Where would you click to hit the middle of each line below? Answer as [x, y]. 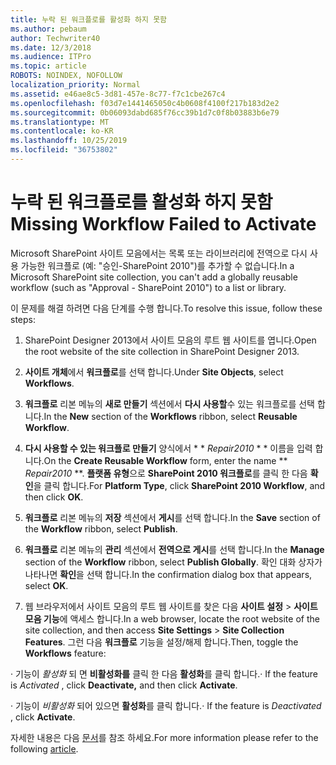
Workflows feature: [65, 653]
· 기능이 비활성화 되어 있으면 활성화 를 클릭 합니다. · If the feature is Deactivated [166, 705]
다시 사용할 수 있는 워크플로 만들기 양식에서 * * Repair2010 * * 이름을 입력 [168, 448]
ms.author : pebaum [48, 29]
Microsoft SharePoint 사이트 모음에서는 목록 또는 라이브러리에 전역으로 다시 [159, 253]
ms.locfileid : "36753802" [64, 150]
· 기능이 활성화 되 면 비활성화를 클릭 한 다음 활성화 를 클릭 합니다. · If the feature [164, 673]
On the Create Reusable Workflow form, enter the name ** [165, 460]
